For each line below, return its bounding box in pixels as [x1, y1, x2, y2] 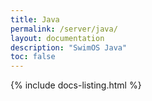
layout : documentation [10, 33, 105, 43]
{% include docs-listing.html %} [10, 79, 142, 91]
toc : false [10, 52, 56, 62]
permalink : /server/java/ [10, 24, 118, 34]
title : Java [10, 14, 60, 25]
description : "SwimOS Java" [10, 42, 128, 53]
